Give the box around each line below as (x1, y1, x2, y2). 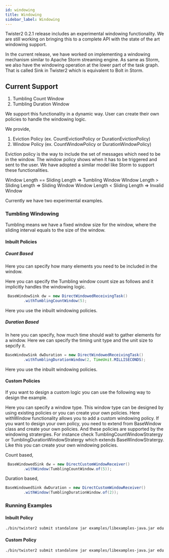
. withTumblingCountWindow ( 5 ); (23, 298, 87, 303)
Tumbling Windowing (5, 210, 59, 217)
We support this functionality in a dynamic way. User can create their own (5, 111, 159, 117)
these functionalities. (5, 167, 49, 173)
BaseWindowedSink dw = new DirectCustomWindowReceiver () (7, 462, 130, 467)
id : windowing (5, 7, 35, 13)
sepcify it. (5, 343, 26, 349)
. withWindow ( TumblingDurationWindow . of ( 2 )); (23, 490, 119, 495)
